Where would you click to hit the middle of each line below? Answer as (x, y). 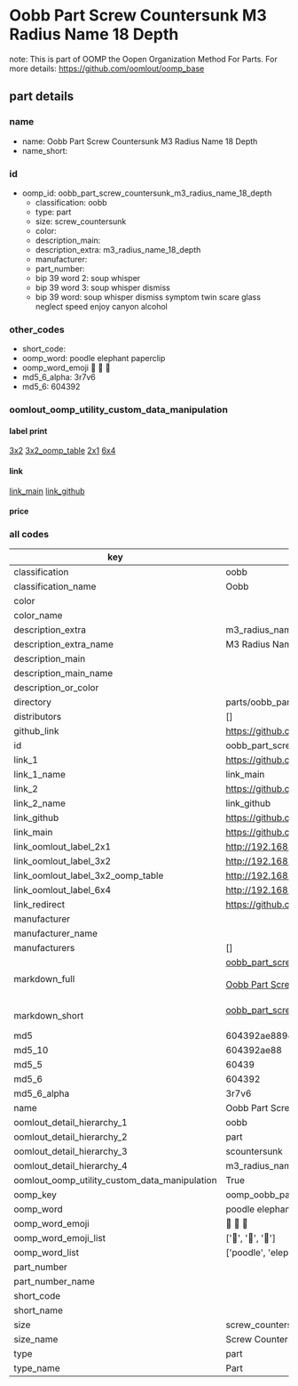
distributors (38, 717)
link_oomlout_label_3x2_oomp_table (89, 875)
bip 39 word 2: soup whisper (88, 278)
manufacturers (44, 948)
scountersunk (255, 1151)
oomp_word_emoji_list (60, 1238)
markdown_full (44, 979)
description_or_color (56, 688)
